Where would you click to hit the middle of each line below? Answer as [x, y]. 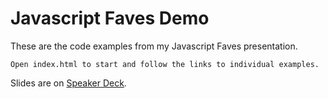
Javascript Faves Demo [110, 18]
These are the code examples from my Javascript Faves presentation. [154, 46]
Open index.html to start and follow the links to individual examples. [165, 64]
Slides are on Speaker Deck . [68, 83]
